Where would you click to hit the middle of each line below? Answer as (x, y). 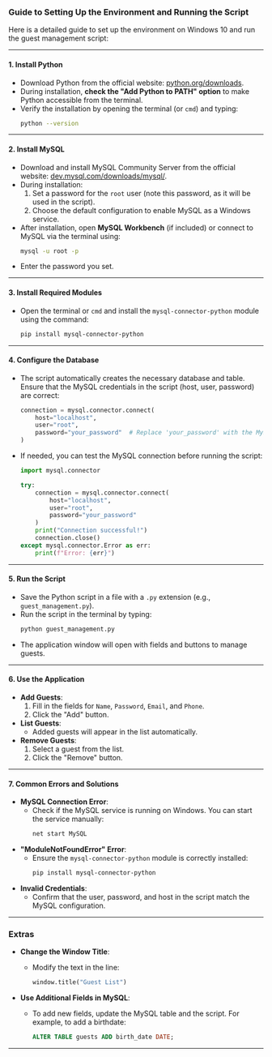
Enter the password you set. (67, 267)
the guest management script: (59, 38)
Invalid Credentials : (53, 888)
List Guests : (41, 723)
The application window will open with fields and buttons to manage (134, 644)
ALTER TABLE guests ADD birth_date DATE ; (103, 1037)
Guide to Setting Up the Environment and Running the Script (129, 12)
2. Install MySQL (36, 149)
